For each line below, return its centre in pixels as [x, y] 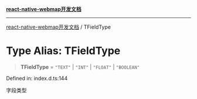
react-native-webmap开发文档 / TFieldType [59, 27]
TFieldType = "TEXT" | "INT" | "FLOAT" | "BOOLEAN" [80, 67]
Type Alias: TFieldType [63, 51]
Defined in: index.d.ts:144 [37, 78]
